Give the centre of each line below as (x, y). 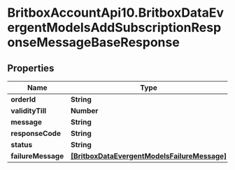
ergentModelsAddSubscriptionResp (114, 28)
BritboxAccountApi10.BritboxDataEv (115, 13)
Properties (31, 68)
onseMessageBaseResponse (93, 42)
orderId (23, 99)
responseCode (36, 133)
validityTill (29, 111)
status (22, 145)
